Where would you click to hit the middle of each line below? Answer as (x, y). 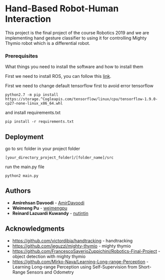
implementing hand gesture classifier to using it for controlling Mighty (76, 38)
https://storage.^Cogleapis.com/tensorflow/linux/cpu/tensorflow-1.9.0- (82, 99)
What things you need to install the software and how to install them (74, 67)
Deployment (24, 137)
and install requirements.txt (33, 113)
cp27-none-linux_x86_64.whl (34, 104)
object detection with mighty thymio (49, 256)
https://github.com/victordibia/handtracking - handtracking (72, 241)
